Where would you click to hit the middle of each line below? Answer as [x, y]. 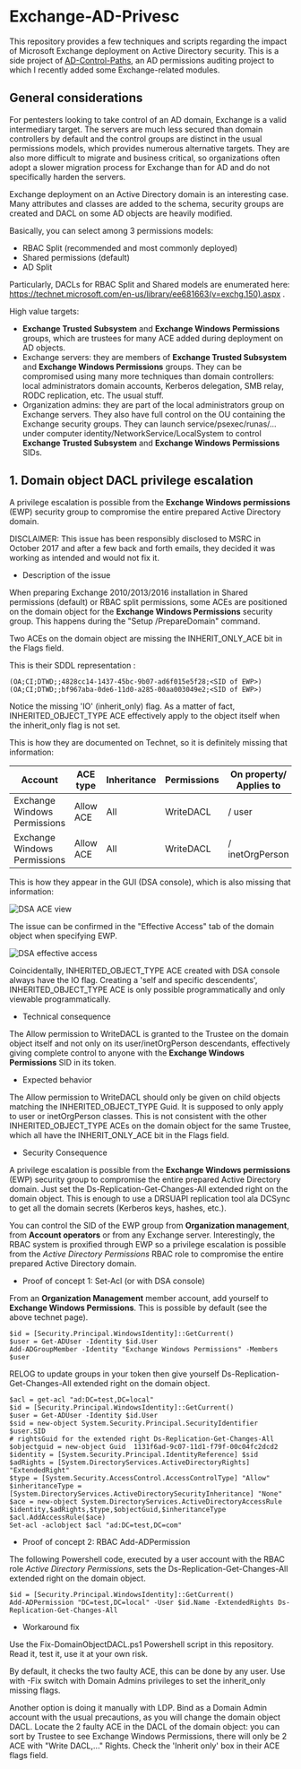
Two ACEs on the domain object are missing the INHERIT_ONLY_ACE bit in [146, 638]
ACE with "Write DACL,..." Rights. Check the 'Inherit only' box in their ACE [145, 1746]
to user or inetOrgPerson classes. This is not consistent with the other [138, 1116]
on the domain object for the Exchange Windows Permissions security [141, 611]
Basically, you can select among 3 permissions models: [112, 230]
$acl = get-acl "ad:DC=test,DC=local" [82, 1400]
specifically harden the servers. [68, 177]
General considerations [76, 98]
